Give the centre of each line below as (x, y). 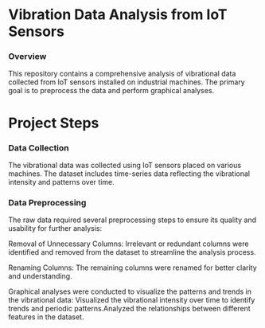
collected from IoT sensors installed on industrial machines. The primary (127, 82)
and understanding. (41, 276)
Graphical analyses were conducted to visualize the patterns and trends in (130, 291)
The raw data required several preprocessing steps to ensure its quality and (132, 220)
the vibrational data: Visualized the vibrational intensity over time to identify (132, 300)
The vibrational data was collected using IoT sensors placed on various (125, 165)
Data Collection (39, 147)
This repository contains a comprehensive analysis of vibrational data (122, 74)
